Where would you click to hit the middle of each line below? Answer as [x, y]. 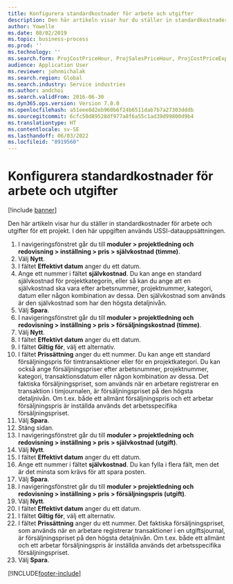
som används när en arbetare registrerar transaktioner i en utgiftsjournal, [121, 531]
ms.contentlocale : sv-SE [44, 129]
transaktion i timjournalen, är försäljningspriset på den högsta [105, 391]
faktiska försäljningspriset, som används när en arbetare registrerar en [118, 384]
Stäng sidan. [36, 428]
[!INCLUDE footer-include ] [45, 574]
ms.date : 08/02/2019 [38, 33]
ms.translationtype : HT [42, 123]
